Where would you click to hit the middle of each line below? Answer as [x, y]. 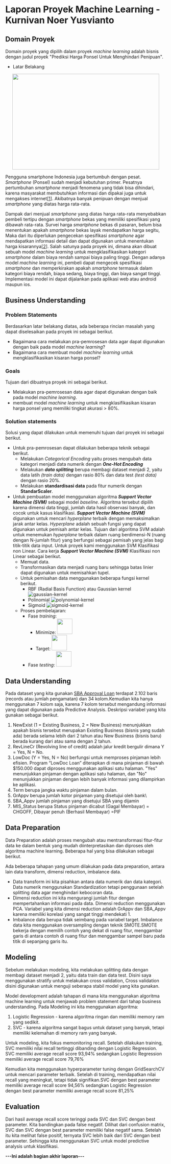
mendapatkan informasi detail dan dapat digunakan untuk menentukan [80, 241]
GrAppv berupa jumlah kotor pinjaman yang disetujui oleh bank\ [80, 796]
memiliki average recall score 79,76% [45, 1059]
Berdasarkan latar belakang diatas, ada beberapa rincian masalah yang [80, 326]
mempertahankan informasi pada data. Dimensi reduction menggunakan [89, 903]
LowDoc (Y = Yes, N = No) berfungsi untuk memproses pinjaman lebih [87, 757]
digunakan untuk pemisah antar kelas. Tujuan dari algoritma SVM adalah [89, 529]
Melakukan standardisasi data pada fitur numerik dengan [81, 486]
